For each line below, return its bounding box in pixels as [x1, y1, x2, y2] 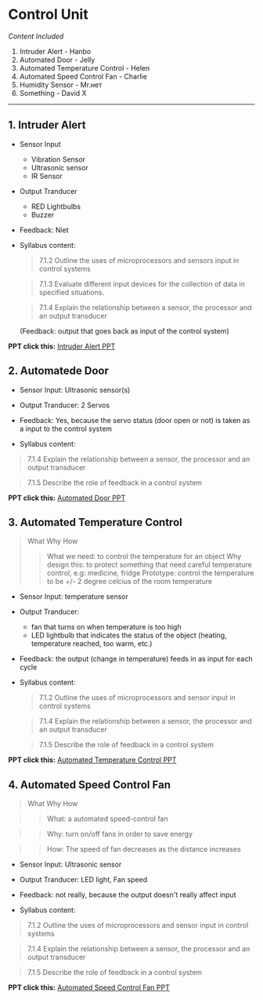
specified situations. [38, 287, 104, 297]
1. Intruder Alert [8, 119, 86, 132]
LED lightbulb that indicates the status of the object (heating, [31, 630, 227, 641]
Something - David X [19, 88, 88, 97]
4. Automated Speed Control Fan [8, 778, 171, 791]
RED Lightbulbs [31, 202, 81, 211]
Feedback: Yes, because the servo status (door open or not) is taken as [19, 415, 250, 425]
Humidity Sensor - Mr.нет [19, 80, 103, 89]
